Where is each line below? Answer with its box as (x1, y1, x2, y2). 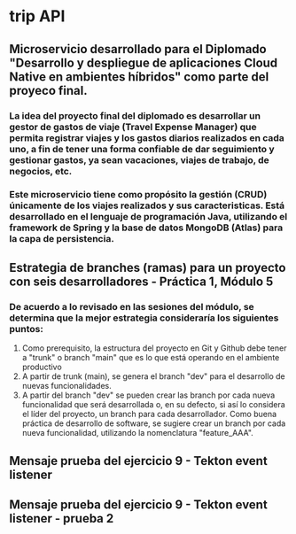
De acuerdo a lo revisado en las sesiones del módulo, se (9, 300, 254, 313)
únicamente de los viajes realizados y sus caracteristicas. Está (9, 199, 285, 212)
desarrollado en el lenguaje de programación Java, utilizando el (9, 211, 288, 223)
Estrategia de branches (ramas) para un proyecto (9, 259, 286, 275)
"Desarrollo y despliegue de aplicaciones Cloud (9, 55, 278, 70)
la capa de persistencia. (9, 233, 115, 245)
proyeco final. (9, 82, 88, 98)
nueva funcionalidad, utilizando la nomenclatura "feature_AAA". (21, 428, 254, 438)
